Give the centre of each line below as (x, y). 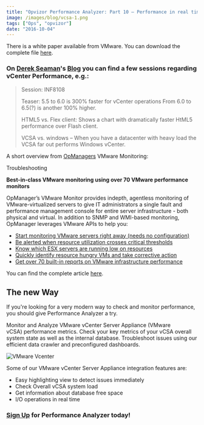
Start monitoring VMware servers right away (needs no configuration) (102, 236)
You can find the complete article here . (55, 273)
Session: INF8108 (43, 90)
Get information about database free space (69, 393)
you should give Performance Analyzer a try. (62, 314)
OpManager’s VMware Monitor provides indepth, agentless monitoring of (98, 198)
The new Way (32, 292)
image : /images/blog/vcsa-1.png (47, 18)
